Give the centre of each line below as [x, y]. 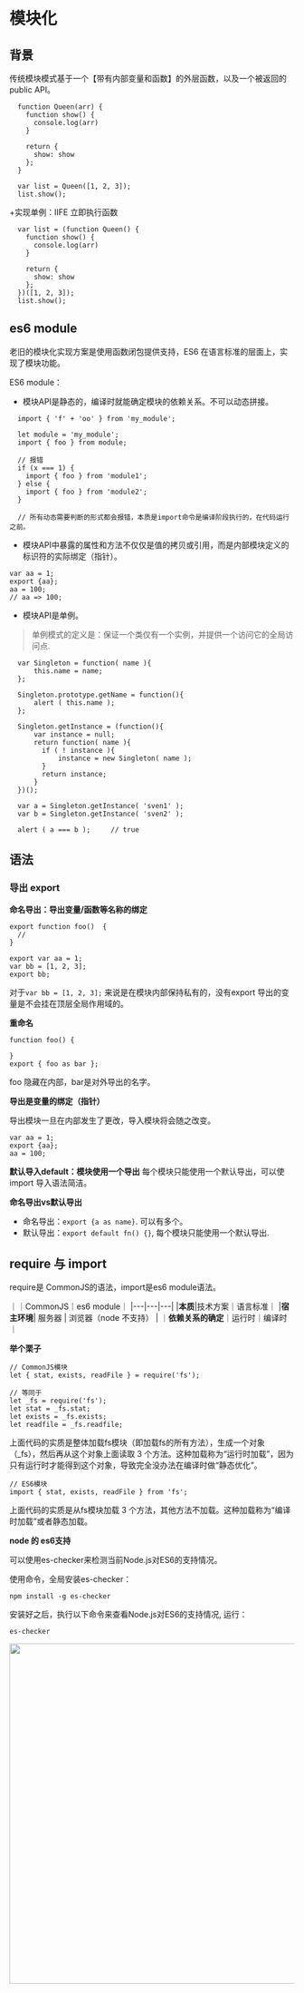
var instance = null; [74, 734]
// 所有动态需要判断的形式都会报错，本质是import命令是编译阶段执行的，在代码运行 [153, 517]
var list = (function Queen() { [79, 230]
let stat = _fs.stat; [50, 1409]
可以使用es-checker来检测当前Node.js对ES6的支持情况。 [116, 1560]
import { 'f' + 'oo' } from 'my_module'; [97, 418]
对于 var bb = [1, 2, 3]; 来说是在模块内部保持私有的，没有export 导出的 [146, 992]
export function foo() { [58, 926]
